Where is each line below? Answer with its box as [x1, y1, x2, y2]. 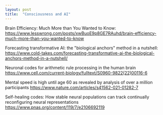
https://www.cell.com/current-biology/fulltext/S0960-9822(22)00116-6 [5, 70, 147, 76]
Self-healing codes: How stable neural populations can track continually [5, 94, 149, 100]
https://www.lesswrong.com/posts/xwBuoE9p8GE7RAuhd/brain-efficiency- [5, 30, 157, 36]
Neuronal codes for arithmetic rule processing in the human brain [5, 64, 136, 71]
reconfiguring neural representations [5, 99, 79, 105]
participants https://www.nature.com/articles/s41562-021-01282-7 [5, 84, 139, 90]
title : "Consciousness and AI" [5, 12, 71, 17]
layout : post [5, 7, 32, 12]
